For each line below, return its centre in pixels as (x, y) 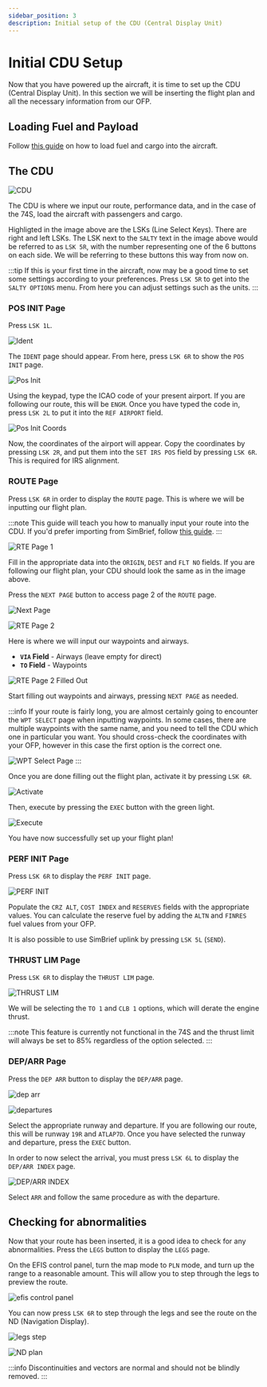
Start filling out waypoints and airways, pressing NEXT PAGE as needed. (124, 696)
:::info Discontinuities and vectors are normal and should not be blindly (124, 1368)
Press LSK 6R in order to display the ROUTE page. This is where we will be (126, 499)
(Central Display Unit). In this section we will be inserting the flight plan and (132, 93)
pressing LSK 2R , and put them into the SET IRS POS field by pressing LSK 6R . (133, 452)
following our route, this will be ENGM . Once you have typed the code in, (124, 405)
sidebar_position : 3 (43, 16)
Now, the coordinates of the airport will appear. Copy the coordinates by (127, 444)
